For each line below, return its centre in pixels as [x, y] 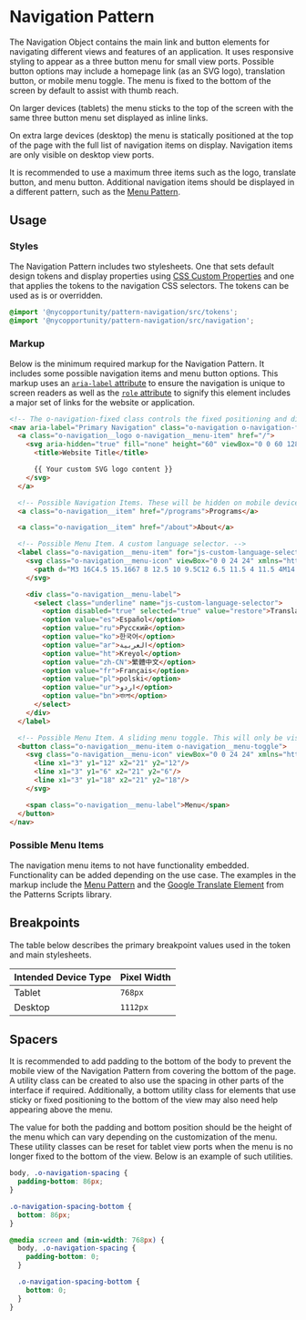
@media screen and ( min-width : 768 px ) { [87, 1240]
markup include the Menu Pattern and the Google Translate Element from [147, 885]
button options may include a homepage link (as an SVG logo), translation [147, 71]
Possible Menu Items [57, 845]
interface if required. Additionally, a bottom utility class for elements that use [153, 1090]
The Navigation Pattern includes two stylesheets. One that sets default [142, 266]
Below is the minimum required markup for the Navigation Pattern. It [137, 363]
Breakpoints [45, 923]
